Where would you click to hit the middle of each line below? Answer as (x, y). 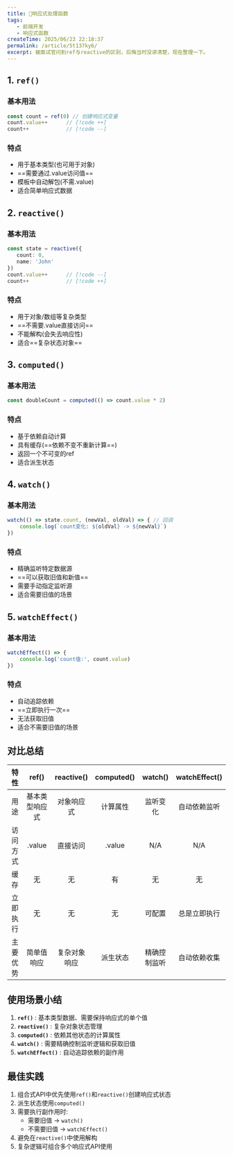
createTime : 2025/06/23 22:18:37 (55, 40)
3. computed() (36, 365)
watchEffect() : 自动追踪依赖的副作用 (70, 1052)
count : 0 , (31, 255)
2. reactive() (36, 213)
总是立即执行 (199, 913)
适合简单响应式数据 (45, 191)
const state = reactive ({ (44, 249)
